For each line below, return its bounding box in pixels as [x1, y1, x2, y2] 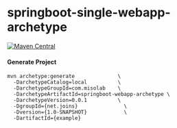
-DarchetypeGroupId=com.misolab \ [13, 85, 121, 92]
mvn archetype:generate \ [7, 73, 121, 80]
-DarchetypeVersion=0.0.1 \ [13, 97, 121, 104]
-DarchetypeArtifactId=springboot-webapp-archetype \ [13, 91, 170, 98]
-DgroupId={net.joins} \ [13, 103, 128, 110]
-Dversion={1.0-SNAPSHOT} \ [13, 109, 128, 116]
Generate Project [7, 57, 57, 66]
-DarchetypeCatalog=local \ [13, 79, 121, 86]
